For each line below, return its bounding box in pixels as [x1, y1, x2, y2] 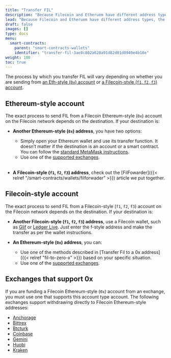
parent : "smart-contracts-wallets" [14, 45, 90, 50]
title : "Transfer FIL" [5, 7, 53, 13]
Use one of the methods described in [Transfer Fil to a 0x [20, 249, 141, 255]
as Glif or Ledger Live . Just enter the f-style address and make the [12, 224, 153, 230]
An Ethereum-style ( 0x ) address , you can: [12, 239, 102, 245]
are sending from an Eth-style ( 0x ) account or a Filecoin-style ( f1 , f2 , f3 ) [5, 79, 158, 85]
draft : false [5, 21, 33, 27]
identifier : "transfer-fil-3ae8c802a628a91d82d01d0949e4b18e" [14, 50, 149, 55]
